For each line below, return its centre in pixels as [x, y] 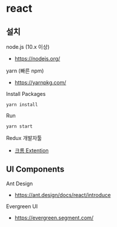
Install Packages [26, 94]
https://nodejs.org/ [37, 59]
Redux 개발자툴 [24, 138]
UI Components [35, 169]
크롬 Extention [31, 151]
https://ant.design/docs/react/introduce [63, 195]
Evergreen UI [22, 206]
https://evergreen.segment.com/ [54, 218]
